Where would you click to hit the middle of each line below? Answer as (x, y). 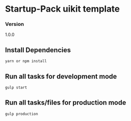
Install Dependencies (38, 50)
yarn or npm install (26, 61)
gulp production (22, 114)
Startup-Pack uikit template (62, 9)
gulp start (16, 87)
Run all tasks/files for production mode (65, 103)
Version (15, 24)
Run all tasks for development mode (61, 76)
